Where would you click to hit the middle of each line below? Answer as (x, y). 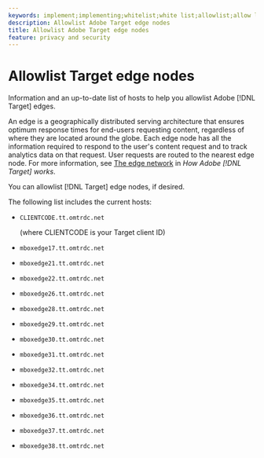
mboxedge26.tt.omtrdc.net (62, 294)
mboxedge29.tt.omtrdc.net (62, 324)
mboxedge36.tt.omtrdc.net (62, 416)
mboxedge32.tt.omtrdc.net (62, 370)
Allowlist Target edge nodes (101, 76)
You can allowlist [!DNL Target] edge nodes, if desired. (97, 187)
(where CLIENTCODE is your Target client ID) (92, 233)
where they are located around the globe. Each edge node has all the (120, 138)
